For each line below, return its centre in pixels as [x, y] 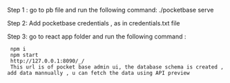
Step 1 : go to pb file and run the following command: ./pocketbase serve [111, 10]
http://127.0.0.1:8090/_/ [47, 61]
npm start [24, 55]
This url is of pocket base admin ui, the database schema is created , [117, 67]
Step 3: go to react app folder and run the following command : [97, 36]
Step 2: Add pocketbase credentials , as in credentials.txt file [94, 23]
